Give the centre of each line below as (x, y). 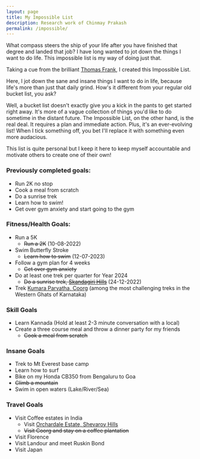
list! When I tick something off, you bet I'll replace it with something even (96, 131)
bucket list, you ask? (31, 94)
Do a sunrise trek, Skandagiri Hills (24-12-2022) (83, 282)
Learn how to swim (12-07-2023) (64, 256)
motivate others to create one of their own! (59, 155)
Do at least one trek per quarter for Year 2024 (71, 275)
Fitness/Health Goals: (39, 224)
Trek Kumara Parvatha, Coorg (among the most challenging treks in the (102, 288)
